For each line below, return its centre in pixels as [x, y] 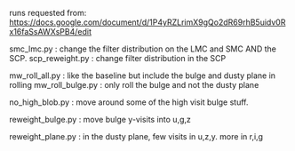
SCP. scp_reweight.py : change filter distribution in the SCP [118, 58]
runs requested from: [48, 13]
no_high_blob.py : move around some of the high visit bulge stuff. [129, 102]
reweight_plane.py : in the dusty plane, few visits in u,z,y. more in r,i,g [136, 136]
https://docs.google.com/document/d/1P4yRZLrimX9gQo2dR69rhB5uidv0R [147, 22]
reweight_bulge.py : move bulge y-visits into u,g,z [100, 119]
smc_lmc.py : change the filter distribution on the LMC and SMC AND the [143, 49]
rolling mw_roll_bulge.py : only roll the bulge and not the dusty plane [134, 85]
